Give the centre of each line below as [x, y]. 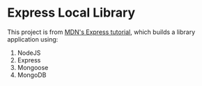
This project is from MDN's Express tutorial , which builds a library [101, 32]
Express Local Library [71, 13]
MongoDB [32, 75]
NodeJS [29, 53]
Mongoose [33, 67]
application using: [33, 39]
